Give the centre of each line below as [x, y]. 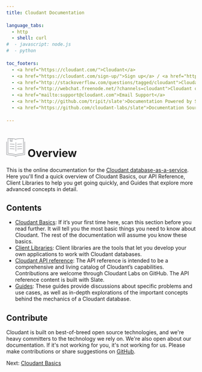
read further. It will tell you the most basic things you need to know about [105, 229]
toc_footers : [23, 63]
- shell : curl [29, 38]
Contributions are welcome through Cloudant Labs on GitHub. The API [102, 273]
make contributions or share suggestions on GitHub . [71, 352]
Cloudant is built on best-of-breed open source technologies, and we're [95, 332]
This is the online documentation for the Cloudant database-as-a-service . [98, 170]
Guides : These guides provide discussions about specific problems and [103, 286]
